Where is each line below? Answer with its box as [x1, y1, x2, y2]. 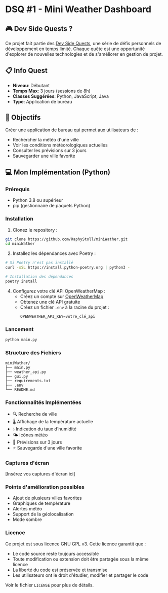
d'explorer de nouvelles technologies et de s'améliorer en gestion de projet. [5, 51, 163, 57]
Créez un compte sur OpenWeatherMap [20, 293, 104, 300]
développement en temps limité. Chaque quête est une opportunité [5, 46, 145, 52]
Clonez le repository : [12, 227, 58, 233]
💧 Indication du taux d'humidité [12, 426, 77, 432]
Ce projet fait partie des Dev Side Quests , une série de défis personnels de [5, 41, 161, 46]
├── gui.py [5, 374, 28, 379]
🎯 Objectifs [5, 113, 41, 122]
